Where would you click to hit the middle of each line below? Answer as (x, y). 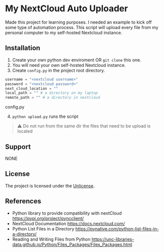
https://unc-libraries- (113, 239)
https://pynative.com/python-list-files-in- (117, 228)
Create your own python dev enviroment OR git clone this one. (77, 60)
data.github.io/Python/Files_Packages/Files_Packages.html (72, 244)
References (23, 201)
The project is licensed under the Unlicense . (50, 186)
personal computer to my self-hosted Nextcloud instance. (64, 32)
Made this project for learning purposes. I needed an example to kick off (78, 22)
